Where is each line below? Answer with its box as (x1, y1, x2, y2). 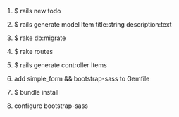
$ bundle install (13, 88, 59, 96)
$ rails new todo (13, 7, 61, 15)
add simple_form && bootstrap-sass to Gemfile (13, 74, 150, 83)
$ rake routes (13, 48, 54, 55)
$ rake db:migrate (13, 34, 66, 42)
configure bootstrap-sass (13, 102, 88, 110)
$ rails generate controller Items (13, 61, 107, 69)
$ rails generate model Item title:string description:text (13, 20, 172, 28)
